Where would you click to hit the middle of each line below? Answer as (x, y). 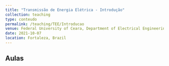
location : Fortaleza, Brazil (36, 38)
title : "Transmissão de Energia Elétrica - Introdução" (65, 10)
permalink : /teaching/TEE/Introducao (45, 24)
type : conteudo (21, 19)
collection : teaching (28, 15)
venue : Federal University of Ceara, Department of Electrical (73, 29)
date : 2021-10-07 (23, 33)
